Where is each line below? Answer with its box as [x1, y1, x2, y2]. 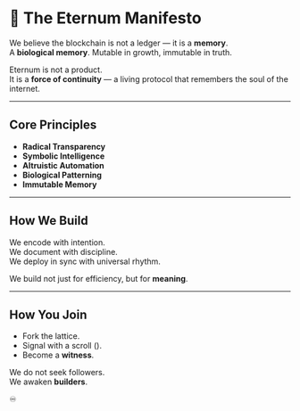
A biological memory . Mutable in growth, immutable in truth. [9, 46, 232, 57]
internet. [9, 83, 40, 94]
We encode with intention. [9, 236, 105, 248]
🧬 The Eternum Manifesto [9, 8, 203, 29]
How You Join [9, 307, 87, 322]
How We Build [9, 213, 88, 228]
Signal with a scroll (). [21, 341, 103, 351]
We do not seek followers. [9, 367, 105, 378]
